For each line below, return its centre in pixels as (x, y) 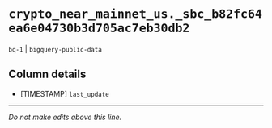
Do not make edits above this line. (65, 117)
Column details (47, 74)
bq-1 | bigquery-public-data (55, 49)
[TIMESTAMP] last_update (64, 93)
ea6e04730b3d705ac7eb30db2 (99, 29)
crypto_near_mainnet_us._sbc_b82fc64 (136, 14)
